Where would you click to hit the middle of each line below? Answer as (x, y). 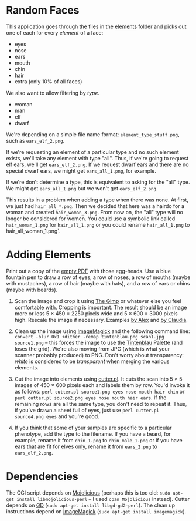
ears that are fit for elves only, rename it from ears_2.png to (86, 446)
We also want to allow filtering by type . (53, 93)
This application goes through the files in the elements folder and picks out (96, 26)
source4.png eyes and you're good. (57, 416)
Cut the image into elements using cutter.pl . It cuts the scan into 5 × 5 (98, 379)
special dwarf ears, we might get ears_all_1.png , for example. (81, 170)
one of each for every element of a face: (55, 32)
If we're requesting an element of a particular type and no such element (93, 152)
